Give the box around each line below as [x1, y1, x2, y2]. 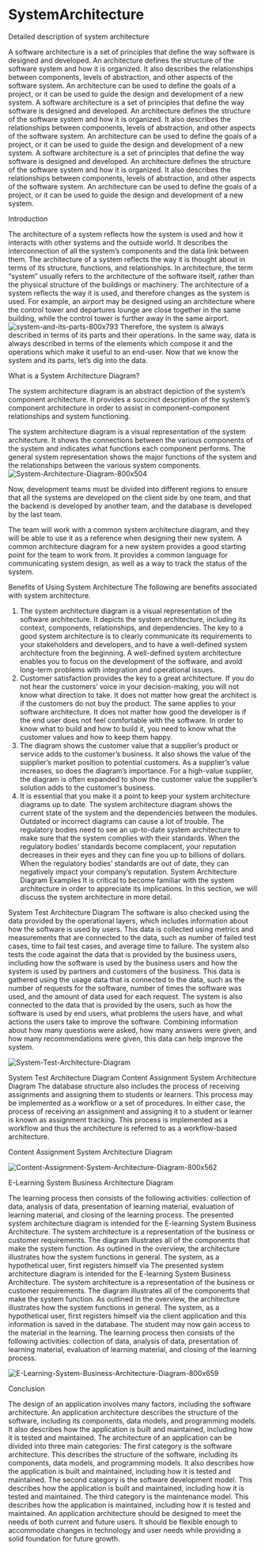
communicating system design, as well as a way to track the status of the [8, 558, 248, 568]
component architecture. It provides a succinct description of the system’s [8, 394, 251, 404]
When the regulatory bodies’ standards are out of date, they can [19, 858, 229, 868]
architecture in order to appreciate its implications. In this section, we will [19, 883, 258, 893]
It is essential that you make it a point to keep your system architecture [19, 791, 251, 801]
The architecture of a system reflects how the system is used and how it [8, 229, 244, 238]
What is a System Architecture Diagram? [8, 371, 140, 380]
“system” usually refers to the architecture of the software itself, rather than [8, 271, 255, 280]
